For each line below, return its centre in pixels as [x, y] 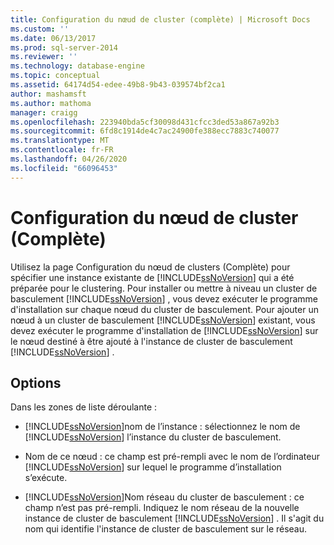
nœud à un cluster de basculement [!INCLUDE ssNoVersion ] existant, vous [163, 320]
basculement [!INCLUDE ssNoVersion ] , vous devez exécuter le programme [164, 298]
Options [36, 382]
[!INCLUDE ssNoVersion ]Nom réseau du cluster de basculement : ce [164, 497]
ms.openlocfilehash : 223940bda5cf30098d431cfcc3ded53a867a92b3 [145, 122]
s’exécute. [46, 478]
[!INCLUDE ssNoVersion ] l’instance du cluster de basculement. [153, 437]
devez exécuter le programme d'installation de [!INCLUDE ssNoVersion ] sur [164, 330]
